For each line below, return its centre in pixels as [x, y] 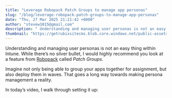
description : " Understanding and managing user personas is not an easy [86, 29]
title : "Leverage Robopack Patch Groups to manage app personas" [76, 10]
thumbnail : [17, 34]
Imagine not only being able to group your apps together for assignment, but [86, 69]
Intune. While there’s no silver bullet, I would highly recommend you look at [84, 54]
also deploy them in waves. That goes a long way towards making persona [84, 74]
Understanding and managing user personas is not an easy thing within [81, 48]
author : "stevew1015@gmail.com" [40, 24]
